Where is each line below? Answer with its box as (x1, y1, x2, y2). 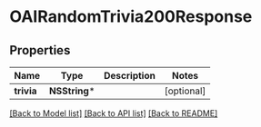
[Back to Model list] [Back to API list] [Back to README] (9, 108, 218, 119)
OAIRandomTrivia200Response (9, 6, 253, 27)
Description (104, 70, 156, 82)
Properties (9, 43, 71, 58)
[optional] (164, 84, 206, 97)
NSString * (48, 84, 95, 97)
